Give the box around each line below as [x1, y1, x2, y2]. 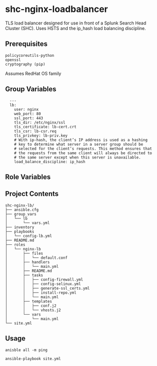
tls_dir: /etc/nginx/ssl [14, 120, 66, 125]
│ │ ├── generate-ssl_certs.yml [5, 286, 90, 291]
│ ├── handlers [5, 259, 50, 265]
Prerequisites [5, 40, 48, 48]
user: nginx [14, 107, 39, 112]
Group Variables [5, 85, 57, 93]
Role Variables [5, 173, 51, 181]
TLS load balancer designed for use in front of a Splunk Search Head [5, 20, 147, 26]
